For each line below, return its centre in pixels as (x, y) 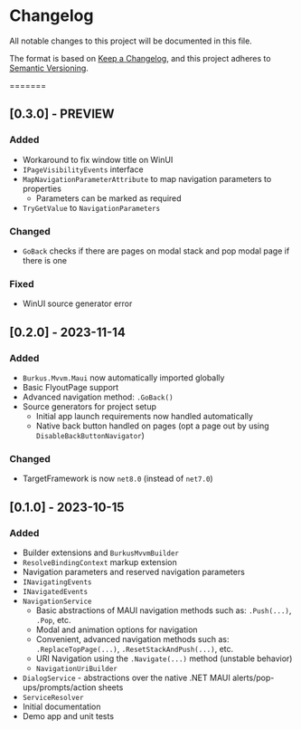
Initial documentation (61, 706)
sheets (111, 687)
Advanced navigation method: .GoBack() (98, 397)
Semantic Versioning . (49, 68)
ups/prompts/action (59, 687)
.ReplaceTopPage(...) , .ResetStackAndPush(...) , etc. (135, 648)
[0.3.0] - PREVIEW (62, 114)
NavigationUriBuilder (76, 668)
